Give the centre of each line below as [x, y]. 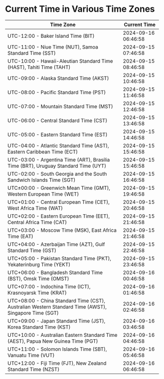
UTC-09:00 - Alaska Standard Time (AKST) [58, 78]
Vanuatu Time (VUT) [31, 355]
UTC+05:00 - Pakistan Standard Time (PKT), [59, 258]
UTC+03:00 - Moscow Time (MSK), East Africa [62, 230]
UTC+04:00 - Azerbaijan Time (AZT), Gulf [56, 244]
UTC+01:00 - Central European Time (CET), [59, 202]
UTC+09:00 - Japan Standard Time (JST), [57, 321]
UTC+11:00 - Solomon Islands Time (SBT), [57, 349]
